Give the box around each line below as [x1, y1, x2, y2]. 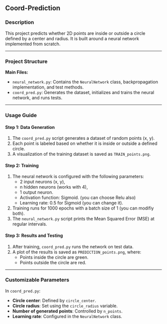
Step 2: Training [5, 162, 39, 168]
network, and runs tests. [12, 95, 63, 101]
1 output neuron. [19, 189, 54, 196]
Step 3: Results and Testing [5, 232, 63, 238]
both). [12, 211, 25, 216]
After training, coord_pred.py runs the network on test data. [12, 243, 134, 249]
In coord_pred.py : [5, 288, 41, 294]
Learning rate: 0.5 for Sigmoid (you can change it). [19, 200, 123, 206]
